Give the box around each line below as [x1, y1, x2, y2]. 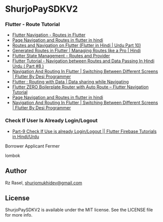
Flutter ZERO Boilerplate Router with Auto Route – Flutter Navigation [12, 84, 149, 90]
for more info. [5, 212, 33, 218]
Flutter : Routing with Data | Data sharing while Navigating [12, 79, 129, 85]
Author [5, 167, 27, 175]
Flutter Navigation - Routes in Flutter [12, 32, 86, 38]
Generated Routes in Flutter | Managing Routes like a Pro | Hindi [12, 48, 141, 53]
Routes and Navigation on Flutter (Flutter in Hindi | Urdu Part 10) [12, 43, 141, 49]
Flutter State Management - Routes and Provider [12, 53, 110, 59]
